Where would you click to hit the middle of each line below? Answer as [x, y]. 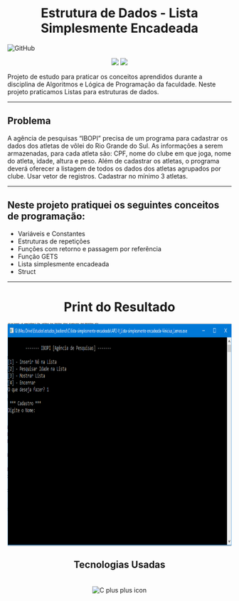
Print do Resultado [119, 307]
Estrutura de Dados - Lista [119, 13]
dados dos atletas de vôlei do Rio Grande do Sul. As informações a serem [115, 146]
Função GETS [38, 256]
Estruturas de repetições [54, 241]
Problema [29, 121]
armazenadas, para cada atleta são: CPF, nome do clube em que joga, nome [119, 153]
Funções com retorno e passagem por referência [90, 248]
